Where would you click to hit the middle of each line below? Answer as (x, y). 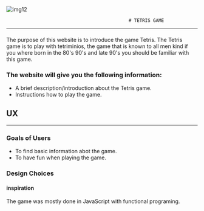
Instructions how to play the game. (58, 94)
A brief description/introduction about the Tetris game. (83, 88)
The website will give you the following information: (84, 75)
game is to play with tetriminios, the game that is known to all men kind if (97, 46)
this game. (19, 59)
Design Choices (30, 173)
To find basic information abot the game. (66, 151)
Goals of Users (29, 138)
